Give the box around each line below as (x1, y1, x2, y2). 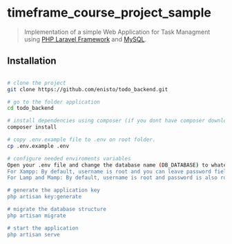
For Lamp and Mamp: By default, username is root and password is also (7, 174, 217, 181)
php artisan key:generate (7, 194, 81, 200)
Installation (7, 55, 57, 67)
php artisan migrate (7, 212, 67, 219)
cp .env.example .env (7, 142, 70, 149)
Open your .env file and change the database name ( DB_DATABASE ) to (7, 161, 209, 169)
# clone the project (7, 79, 67, 86)
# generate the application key (7, 187, 100, 194)
